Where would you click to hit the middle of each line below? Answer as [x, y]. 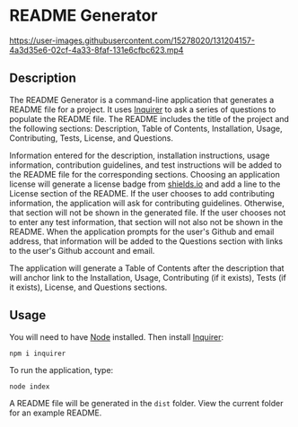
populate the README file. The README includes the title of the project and [149, 118]
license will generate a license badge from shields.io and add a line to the [145, 184]
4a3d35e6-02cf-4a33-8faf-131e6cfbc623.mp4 [96, 49]
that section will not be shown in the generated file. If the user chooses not [148, 213]
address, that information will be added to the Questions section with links [146, 241]
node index [30, 387]
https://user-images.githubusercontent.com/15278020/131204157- [132, 40]
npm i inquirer [38, 353]
